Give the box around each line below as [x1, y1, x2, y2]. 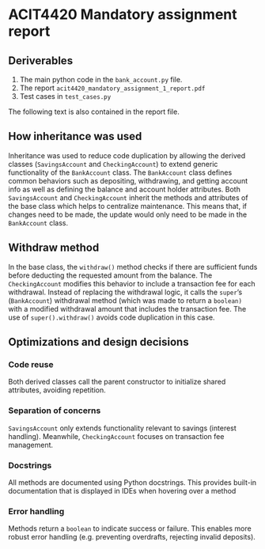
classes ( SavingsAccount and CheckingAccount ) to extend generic [8, 159, 218, 168]
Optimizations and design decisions [8, 335, 189, 349]
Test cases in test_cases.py [19, 92, 112, 100]
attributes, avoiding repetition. [8, 385, 107, 395]
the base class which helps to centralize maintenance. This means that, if [8, 201, 248, 210]
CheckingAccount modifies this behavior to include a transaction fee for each [8, 278, 256, 288]
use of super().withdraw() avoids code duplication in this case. [8, 312, 215, 322]
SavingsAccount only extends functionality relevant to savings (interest [8, 423, 237, 433]
